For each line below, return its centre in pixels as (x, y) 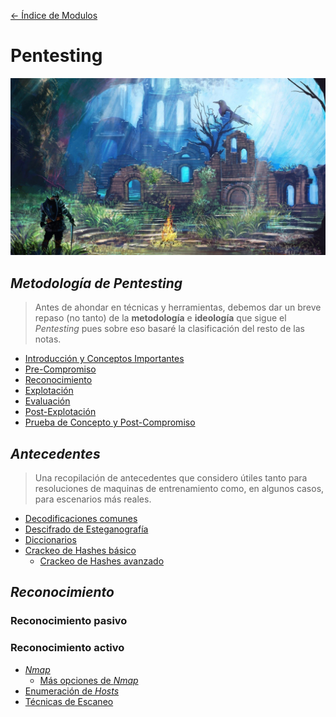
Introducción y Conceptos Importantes (104, 359)
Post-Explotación (60, 412)
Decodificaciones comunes (81, 519)
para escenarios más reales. (93, 499)
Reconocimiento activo (67, 648)
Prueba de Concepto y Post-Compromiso (110, 422)
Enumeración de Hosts (72, 691)
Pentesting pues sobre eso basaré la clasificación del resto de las (169, 329)
